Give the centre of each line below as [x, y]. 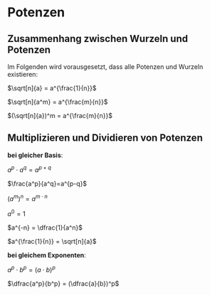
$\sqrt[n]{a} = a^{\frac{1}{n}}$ [52, 88]
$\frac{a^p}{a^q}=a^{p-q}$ [47, 184]
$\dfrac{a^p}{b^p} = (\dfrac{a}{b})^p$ [63, 284]
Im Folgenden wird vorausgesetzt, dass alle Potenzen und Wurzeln [105, 67]
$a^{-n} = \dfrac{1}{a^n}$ [45, 227]
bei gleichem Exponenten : [47, 255]
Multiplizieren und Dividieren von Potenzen [105, 138]
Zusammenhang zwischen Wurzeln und [98, 39]
